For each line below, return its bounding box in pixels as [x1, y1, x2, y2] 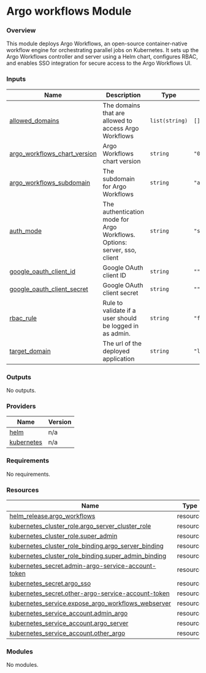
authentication [102, 207, 144, 216]
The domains [102, 101, 140, 110]
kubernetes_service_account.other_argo [9, 629, 126, 637]
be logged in [102, 321, 139, 330]
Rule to [102, 298, 123, 307]
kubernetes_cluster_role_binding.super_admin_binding [9, 551, 167, 560]
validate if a [102, 306, 136, 315]
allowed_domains [9, 116, 59, 125]
